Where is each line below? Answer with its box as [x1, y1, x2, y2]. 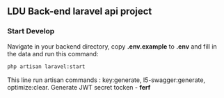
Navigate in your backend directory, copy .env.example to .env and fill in [7, 42, 217, 51]
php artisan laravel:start [7, 63, 86, 70]
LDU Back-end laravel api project [7, 6, 152, 17]
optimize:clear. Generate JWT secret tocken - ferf [7, 83, 151, 91]
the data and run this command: [7, 49, 99, 58]
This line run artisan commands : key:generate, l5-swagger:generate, [7, 76, 206, 84]
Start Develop [7, 26, 55, 36]
